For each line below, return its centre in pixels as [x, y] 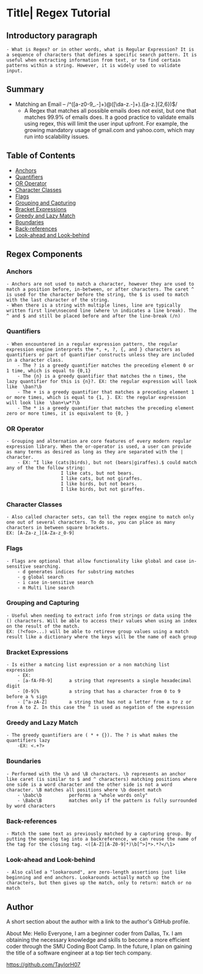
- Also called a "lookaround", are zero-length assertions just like [96, 872]
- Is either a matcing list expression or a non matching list [88, 665]
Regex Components [45, 254]
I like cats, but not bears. [98, 473]
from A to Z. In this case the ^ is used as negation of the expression [100, 708]
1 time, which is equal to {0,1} [49, 371]
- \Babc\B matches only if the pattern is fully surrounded [107, 800]
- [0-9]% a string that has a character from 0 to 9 [99, 691]
